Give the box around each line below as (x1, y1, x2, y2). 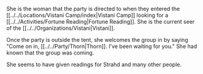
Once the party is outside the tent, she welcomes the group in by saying (6, 36, 188, 43)
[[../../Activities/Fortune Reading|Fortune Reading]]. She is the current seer (6, 18, 195, 25)
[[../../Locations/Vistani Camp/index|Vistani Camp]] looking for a (6, 12, 169, 19)
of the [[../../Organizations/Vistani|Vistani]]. (6, 24, 115, 32)
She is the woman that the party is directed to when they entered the (6, 5, 180, 12)
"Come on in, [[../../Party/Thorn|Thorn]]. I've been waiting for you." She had (6, 42, 197, 50)
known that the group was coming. (6, 49, 94, 56)
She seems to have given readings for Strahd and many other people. (6, 61, 182, 68)
